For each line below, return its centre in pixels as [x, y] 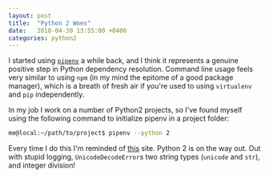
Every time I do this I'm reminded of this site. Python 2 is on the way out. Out [134, 148]
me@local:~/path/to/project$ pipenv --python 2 [89, 133]
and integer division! [42, 165]
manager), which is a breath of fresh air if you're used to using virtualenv [130, 86]
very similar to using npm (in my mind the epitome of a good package [121, 77]
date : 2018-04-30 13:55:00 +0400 [68, 30]
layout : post [30, 16]
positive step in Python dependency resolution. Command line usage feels [131, 69]
